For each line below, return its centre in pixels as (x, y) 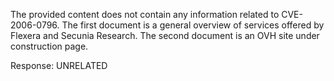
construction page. (49, 46)
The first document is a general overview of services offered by (193, 25)
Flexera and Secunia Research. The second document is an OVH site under (165, 35)
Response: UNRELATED (59, 65)
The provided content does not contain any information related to (145, 14)
